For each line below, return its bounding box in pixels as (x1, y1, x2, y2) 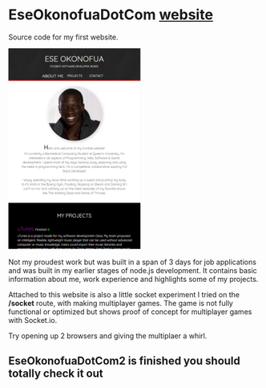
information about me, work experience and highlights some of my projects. (8, 274, 259, 284)
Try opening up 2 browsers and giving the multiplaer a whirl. (8, 331, 208, 341)
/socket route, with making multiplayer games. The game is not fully (8, 298, 234, 308)
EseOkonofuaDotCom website (8, 6, 214, 24)
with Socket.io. (8, 315, 58, 325)
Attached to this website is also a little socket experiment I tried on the (8, 289, 240, 299)
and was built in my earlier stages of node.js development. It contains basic (8, 265, 258, 275)
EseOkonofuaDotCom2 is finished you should (8, 354, 240, 368)
